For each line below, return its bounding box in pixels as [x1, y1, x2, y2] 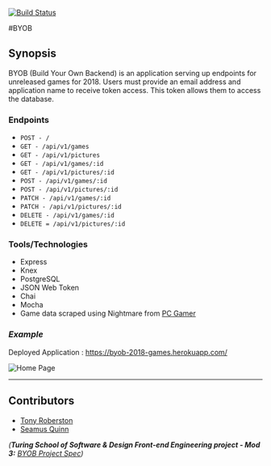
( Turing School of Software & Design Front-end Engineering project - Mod [8, 439, 261, 449]
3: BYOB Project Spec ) [8, 448, 84, 458]
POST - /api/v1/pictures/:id [19, 186, 119, 194]
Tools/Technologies [8, 239, 89, 250]
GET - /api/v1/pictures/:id [19, 168, 115, 177]
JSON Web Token [19, 283, 79, 293]
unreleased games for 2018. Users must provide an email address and [8, 77, 241, 87]
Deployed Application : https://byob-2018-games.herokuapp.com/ [8, 347, 228, 357]
